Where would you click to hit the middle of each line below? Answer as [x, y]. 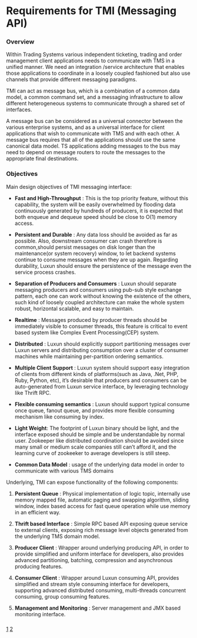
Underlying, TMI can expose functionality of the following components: [92, 482]
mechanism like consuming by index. [59, 417]
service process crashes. [45, 272]
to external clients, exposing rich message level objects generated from [101, 530]
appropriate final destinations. [42, 159]
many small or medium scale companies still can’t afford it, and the [96, 447]
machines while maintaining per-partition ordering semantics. [89, 356]
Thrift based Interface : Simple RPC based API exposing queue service [101, 524]
